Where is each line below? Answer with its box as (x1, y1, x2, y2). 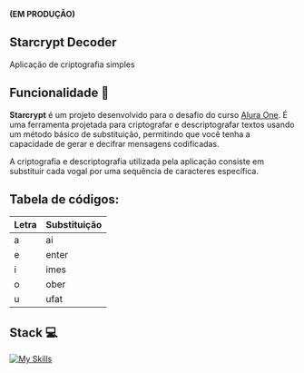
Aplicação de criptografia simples (9, 59, 135, 70)
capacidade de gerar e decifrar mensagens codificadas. (9, 138, 220, 149)
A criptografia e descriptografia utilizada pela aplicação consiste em (9, 155, 265, 167)
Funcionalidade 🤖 (9, 85, 110, 101)
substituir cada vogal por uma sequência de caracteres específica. (9, 165, 259, 176)
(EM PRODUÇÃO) (9, 9, 75, 19)
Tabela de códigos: (9, 191, 120, 208)
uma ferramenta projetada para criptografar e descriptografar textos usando (9, 119, 295, 130)
